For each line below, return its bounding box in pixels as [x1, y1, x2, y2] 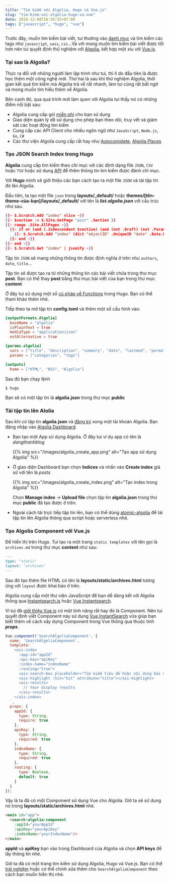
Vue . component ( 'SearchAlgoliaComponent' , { [5, 633, 98, 639]
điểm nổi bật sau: [5, 102, 41, 108]
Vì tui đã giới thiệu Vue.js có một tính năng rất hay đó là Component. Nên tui [5, 607, 162, 614]
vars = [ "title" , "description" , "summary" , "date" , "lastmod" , [10, 348, 147, 354]
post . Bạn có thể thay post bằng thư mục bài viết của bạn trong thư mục [5, 275, 155, 281]
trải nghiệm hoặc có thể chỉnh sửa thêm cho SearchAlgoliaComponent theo [5, 866, 158, 872]
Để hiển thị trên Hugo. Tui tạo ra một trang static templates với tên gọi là [5, 539, 157, 545]
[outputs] [5, 362, 26, 367]
